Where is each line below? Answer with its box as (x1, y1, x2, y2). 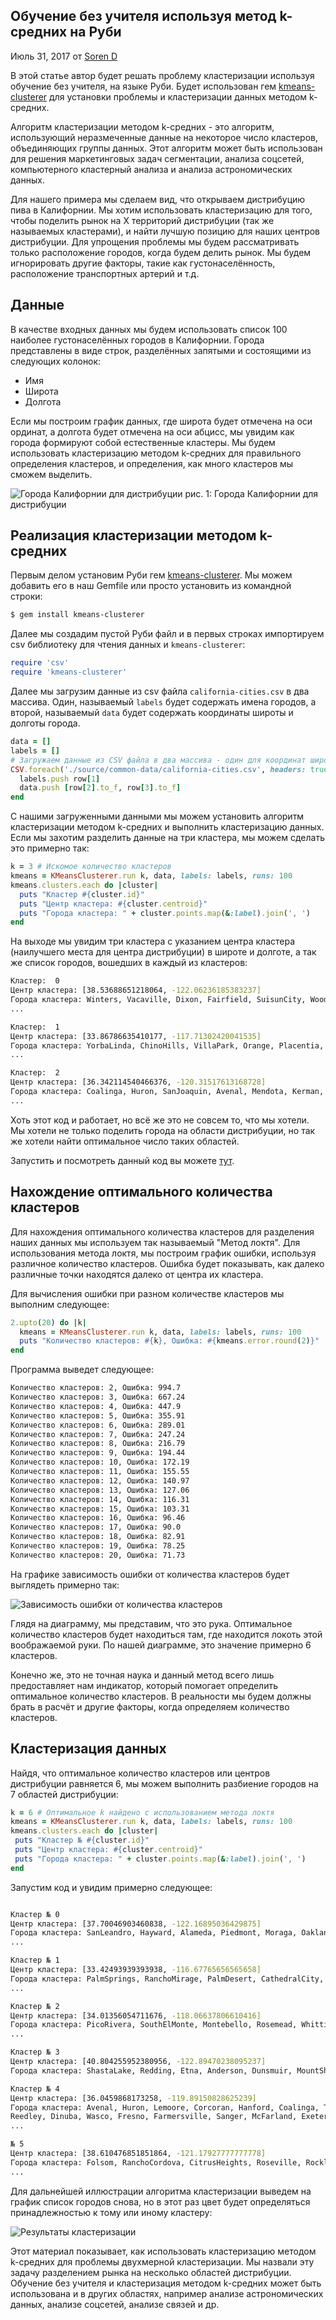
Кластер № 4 (10, 2084, 60, 2094)
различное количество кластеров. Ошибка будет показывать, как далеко (10, 1257, 325, 1269)
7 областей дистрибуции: (10, 1788, 119, 1800)
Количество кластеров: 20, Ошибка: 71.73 (10, 1550, 186, 1560)
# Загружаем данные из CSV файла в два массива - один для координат (10, 755, 307, 765)
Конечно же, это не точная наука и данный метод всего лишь (10, 1669, 275, 1681)
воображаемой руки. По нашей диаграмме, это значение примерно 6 (10, 1639, 312, 1651)
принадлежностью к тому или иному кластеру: (10, 2206, 213, 2218)
